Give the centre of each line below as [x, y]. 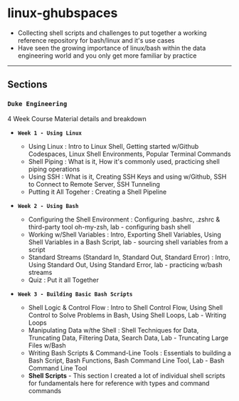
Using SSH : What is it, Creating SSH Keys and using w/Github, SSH [127, 177]
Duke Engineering [37, 104]
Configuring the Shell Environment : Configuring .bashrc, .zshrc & [124, 219]
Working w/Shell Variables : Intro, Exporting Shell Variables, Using [125, 234]
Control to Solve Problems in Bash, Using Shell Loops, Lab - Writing [127, 315]
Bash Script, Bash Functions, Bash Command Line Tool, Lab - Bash [126, 360]
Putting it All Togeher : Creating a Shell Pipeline [97, 192]
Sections [27, 84]
